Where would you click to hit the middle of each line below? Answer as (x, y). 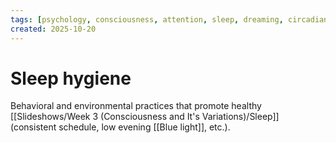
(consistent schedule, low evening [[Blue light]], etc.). (120, 127)
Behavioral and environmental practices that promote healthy (136, 106)
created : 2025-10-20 (53, 29)
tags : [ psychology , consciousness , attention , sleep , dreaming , (147, 19)
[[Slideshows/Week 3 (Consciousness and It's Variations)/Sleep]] (145, 117)
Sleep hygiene (71, 78)
